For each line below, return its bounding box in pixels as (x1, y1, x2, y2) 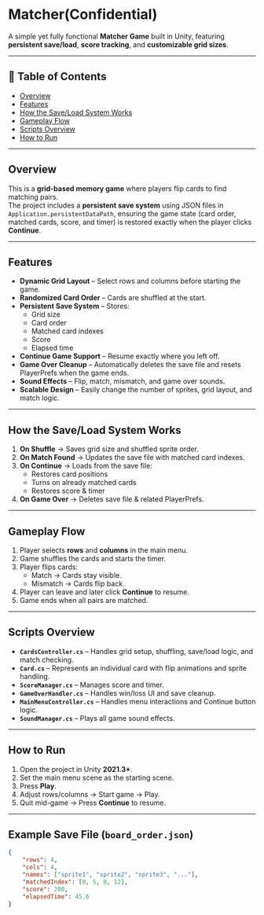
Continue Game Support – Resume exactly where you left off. (19, 351, 220, 361)
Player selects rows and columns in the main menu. (19, 546, 189, 555)
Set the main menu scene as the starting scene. (19, 773, 174, 782)
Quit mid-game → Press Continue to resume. (19, 798, 167, 807)
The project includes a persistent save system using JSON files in (8, 200, 224, 210)
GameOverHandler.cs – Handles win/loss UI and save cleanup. (19, 688, 216, 697)
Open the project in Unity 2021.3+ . (19, 764, 133, 774)
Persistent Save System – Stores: (19, 301, 130, 311)
